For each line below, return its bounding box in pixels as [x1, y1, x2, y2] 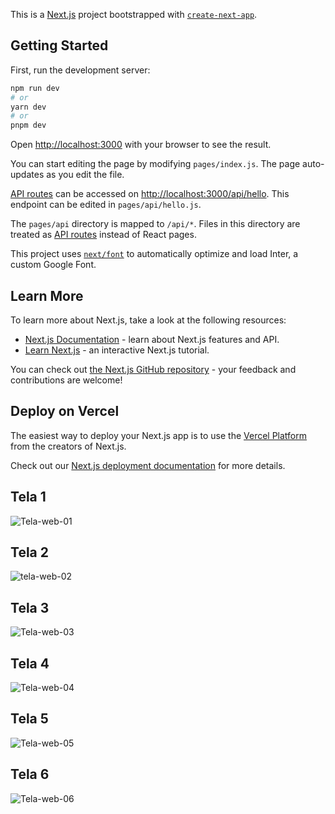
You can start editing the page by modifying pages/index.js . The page [10, 158, 301, 170]
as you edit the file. [46, 169, 125, 181]
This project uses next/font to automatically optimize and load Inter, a [10, 248, 299, 260]
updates [10, 169, 45, 181]
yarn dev [10, 102, 47, 112]
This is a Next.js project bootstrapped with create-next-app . [10, 9, 258, 20]
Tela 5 [10, 710, 49, 728]
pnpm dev [10, 120, 47, 131]
